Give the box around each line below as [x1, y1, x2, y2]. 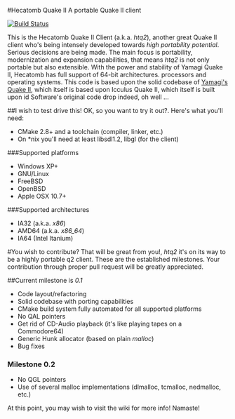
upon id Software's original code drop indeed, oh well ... [7, 93, 170, 101]
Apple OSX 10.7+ [17, 192, 67, 200]
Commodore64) [17, 327, 65, 335]
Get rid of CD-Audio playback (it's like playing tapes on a [17, 319, 182, 328]
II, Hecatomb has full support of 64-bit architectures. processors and [7, 70, 207, 79]
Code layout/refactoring [17, 290, 87, 298]
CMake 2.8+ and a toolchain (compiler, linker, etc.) [17, 128, 163, 135]
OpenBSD [17, 185, 46, 192]
